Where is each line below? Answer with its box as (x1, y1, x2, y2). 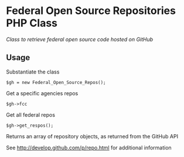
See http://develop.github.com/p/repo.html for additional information (6, 144, 172, 151)
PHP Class (6, 16, 57, 30)
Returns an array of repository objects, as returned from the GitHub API (6, 132, 179, 139)
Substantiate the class (6, 68, 60, 75)
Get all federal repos (6, 111, 56, 118)
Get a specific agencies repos (6, 89, 79, 97)
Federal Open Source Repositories (6, 4, 176, 18)
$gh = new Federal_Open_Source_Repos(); (6, 79, 107, 85)
